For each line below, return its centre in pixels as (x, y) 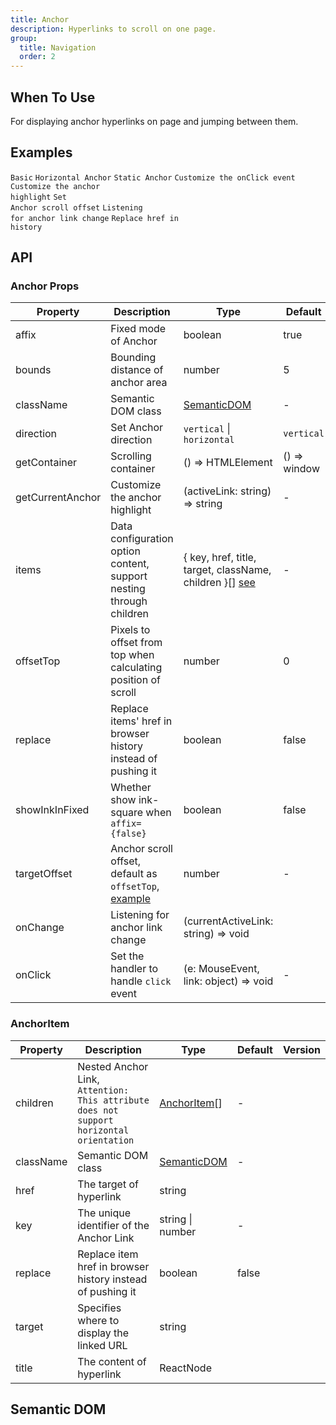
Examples (41, 152)
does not (98, 1110)
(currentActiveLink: (228, 921)
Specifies (99, 1308)
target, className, (227, 570)
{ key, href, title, (220, 558)
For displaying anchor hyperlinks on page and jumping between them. (154, 121)
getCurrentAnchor (58, 498)
